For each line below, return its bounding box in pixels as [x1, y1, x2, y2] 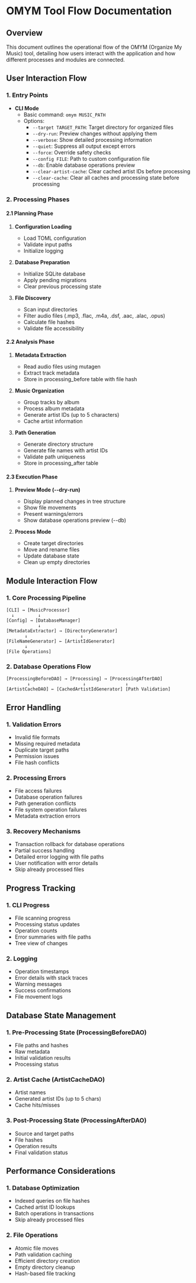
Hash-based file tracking [14, 1269, 76, 1277]
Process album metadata [23, 405, 85, 412]
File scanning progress [14, 914, 71, 921]
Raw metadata [14, 1048, 50, 1055]
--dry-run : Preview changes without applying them [32, 129, 158, 137]
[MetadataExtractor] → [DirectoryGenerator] [6, 628, 118, 633]
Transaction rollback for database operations [14, 841, 125, 848]
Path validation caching [14, 1251, 72, 1258]
